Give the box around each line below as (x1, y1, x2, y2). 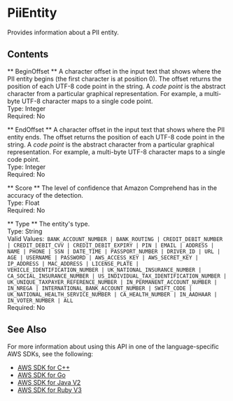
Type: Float (7, 198, 40, 207)
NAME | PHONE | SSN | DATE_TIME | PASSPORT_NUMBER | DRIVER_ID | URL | (7, 247, 220, 255)
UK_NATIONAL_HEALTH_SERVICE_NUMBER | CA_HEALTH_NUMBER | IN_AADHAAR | (7, 291, 218, 298)
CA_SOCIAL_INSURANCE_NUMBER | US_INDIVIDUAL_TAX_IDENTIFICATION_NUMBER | (7, 272, 227, 280)
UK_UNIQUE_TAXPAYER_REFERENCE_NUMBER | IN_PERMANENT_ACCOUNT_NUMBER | (7, 278, 218, 285)
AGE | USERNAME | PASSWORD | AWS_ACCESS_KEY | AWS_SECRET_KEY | (7, 254, 199, 261)
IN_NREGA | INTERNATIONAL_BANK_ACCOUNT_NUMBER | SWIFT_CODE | (7, 285, 192, 292)
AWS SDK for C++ (17, 363, 70, 372)
